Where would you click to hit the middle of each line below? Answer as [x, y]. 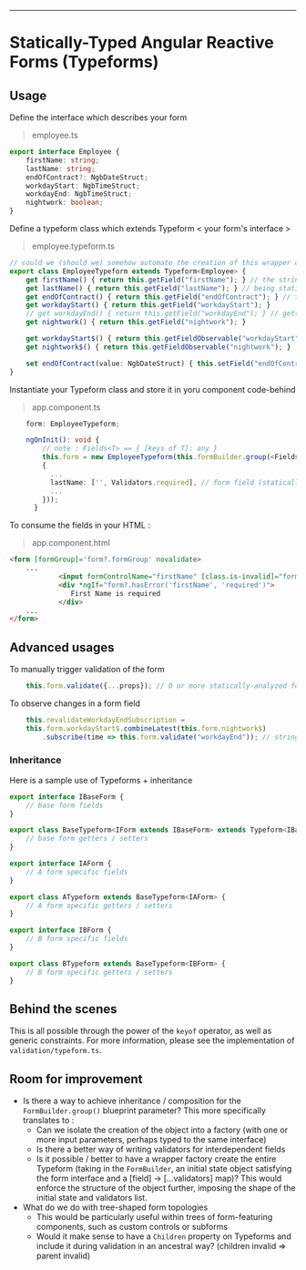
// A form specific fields [77, 872]
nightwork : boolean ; [65, 203]
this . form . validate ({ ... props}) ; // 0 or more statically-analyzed [156, 686]
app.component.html [71, 543]
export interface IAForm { [61, 864]
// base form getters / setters [87, 839]
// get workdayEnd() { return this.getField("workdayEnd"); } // [153, 314]
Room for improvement [76, 1079]
